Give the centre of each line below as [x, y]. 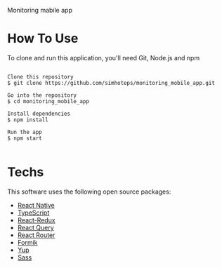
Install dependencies [39, 114]
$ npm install [28, 120]
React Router [36, 235]
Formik [27, 242]
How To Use [43, 39]
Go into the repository [42, 95]
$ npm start [25, 138]
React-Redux [36, 220]
